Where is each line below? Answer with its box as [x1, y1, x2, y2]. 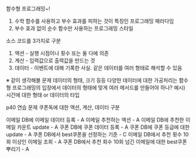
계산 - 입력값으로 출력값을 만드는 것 [14, 57, 95, 64]
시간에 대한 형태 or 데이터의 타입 [6, 91, 80, 98]
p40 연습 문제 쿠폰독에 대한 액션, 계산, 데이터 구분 [6, 104, 120, 111]
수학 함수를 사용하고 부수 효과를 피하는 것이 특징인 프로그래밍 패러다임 [14, 18, 174, 25]
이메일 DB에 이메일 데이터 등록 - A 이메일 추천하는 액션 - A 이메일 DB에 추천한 [6, 116, 184, 123]
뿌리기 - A [6, 146, 29, 152]
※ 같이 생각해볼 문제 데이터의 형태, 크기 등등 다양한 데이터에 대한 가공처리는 [6, 77, 178, 84]
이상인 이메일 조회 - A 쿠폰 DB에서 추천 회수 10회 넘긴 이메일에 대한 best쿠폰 [12, 138, 187, 145]
